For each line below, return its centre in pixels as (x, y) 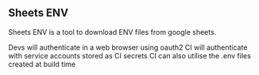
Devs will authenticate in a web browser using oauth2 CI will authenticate (128, 47)
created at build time (42, 64)
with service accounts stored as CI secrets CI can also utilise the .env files (130, 55)
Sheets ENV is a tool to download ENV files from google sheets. (112, 32)
